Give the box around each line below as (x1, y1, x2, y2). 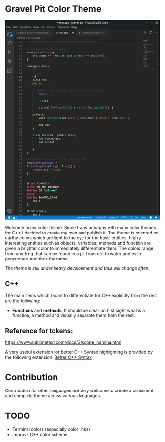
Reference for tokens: (5, 326, 73, 335)
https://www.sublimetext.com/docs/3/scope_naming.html (5, 339, 122, 345)
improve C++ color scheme (12, 432, 68, 438)
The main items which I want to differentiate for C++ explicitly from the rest (5, 292, 157, 298)
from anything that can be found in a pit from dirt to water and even (5, 250, 141, 256)
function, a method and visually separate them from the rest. (12, 312, 135, 318)
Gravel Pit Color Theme (5, 3, 102, 15)
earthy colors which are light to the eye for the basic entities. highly (5, 234, 141, 241)
